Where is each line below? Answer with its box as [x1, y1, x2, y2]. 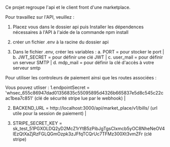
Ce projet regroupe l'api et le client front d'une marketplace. [5, 5, 131, 10]
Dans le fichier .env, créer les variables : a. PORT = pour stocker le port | [12, 49, 164, 55]
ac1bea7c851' [5, 95, 33, 101]
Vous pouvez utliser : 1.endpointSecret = [5, 84, 90, 90]
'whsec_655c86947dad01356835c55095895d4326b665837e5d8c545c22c [5, 90, 164, 95]
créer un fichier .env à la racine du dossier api [12, 39, 109, 45]
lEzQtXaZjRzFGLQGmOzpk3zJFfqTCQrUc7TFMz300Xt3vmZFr [12, 131, 143, 137]
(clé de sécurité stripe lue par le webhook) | [34, 95, 126, 101]
